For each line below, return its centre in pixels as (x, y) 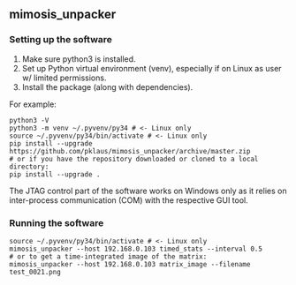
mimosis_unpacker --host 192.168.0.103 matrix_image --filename (130, 264)
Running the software (57, 222)
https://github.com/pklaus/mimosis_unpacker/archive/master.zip (130, 151)
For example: (33, 104)
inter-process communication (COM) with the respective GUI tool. (129, 200)
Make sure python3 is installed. (79, 59)
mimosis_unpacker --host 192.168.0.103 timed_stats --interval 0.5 (136, 249)
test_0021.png (35, 272)
